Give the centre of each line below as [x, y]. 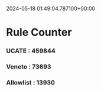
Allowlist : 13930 [30, 82]
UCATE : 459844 [31, 51]
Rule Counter [39, 32]
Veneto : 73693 [29, 67]
